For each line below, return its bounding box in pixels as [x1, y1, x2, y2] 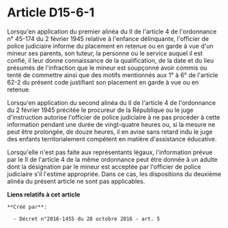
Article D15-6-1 [7, 5, 95, 20]
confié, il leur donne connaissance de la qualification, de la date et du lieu [7, 56, 214, 64]
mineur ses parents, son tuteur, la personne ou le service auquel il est [7, 49, 203, 57]
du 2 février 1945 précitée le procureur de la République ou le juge [7, 106, 194, 114]
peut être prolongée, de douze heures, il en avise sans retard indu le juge [7, 128, 213, 136]
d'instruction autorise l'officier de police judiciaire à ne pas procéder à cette [7, 113, 220, 121]
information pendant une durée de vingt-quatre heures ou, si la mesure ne [7, 120, 216, 128]
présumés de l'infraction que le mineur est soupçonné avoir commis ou [7, 63, 208, 72]
